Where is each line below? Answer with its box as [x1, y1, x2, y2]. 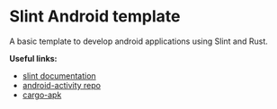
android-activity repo [22, 80, 102, 90]
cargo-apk [22, 89, 62, 100]
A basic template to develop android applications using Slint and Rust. [9, 36, 268, 46]
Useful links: [9, 53, 58, 63]
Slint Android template [9, 6, 181, 27]
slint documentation [22, 70, 96, 81]
